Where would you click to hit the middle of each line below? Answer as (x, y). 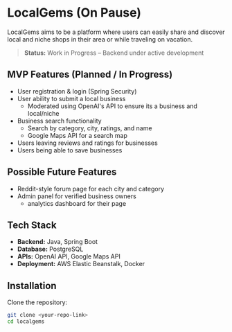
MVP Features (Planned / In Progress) (90, 75)
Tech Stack (32, 225)
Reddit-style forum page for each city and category (91, 189)
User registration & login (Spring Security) (77, 91)
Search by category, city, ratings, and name (90, 128)
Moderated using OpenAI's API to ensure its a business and (112, 106)
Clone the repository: (37, 302)
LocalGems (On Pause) (74, 13)
